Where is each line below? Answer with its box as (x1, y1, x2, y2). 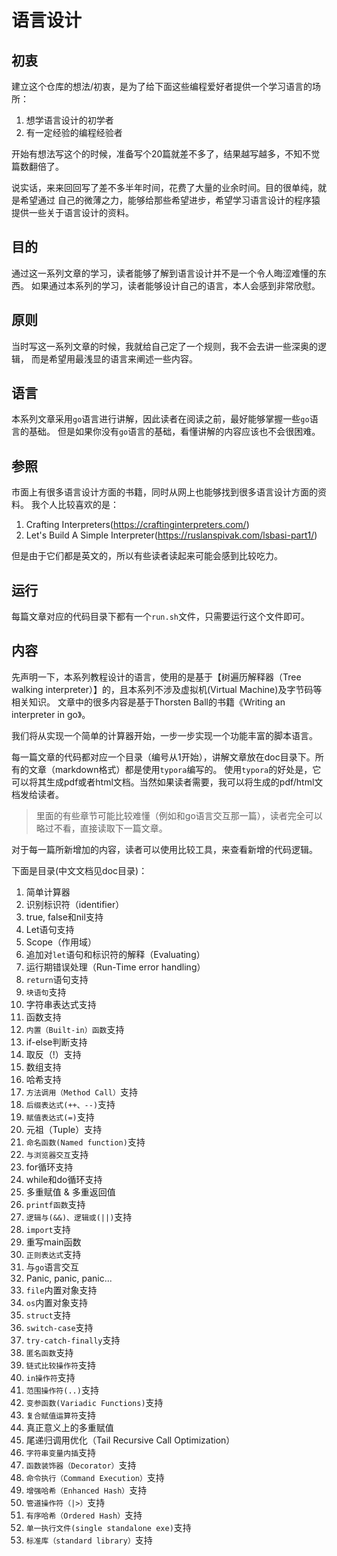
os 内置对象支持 (25, 1296, 89, 1308)
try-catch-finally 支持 (25, 1334, 121, 1346)
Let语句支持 (25, 923, 75, 935)
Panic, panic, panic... (25, 1272, 113, 1284)
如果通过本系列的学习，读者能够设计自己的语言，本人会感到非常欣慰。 (30, 279, 321, 291)
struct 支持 (25, 1309, 71, 1321)
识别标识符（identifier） (25, 898, 125, 910)
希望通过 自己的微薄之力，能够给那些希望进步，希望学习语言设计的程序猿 (19, 194, 321, 206)
